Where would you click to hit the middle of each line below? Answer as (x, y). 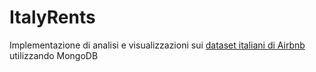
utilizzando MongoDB (54, 55)
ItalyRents (52, 17)
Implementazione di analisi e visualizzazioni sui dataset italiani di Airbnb (157, 45)
